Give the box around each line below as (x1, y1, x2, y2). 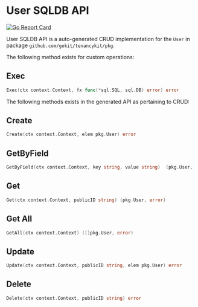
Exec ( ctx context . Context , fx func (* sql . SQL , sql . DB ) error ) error (6, 87, 180, 93)
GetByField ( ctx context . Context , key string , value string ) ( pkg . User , (6, 164, 193, 170)
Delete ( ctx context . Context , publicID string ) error (6, 295, 142, 301)
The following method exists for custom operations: (6, 53, 135, 60)
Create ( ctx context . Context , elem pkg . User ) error (6, 131, 136, 138)
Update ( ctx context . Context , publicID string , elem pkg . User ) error (6, 262, 182, 269)
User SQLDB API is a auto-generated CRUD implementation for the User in (6, 35, 190, 42)
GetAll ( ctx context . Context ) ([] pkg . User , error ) (6, 230, 134, 236)
